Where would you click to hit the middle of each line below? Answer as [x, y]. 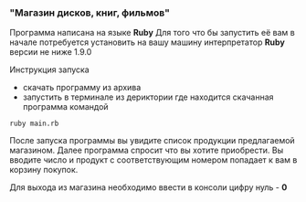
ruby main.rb [34, 124]
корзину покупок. [44, 170]
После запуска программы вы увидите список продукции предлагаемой [152, 141]
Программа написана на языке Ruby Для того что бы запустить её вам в [152, 33]
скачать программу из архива [82, 88]
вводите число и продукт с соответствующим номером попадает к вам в [153, 160]
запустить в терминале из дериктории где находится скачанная [148, 97]
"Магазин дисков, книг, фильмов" [90, 13]
